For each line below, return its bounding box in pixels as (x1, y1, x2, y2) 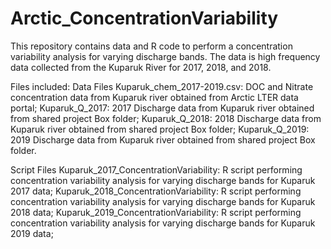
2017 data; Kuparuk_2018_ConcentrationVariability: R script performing (10, 185, 302, 197)
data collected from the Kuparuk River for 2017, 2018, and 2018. (10, 61, 272, 73)
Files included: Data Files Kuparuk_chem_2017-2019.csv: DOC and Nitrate (10, 80, 314, 92)
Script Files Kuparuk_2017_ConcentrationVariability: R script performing (10, 163, 303, 176)
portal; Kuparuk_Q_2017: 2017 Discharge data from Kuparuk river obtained (10, 102, 315, 114)
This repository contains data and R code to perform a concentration (10, 40, 293, 52)
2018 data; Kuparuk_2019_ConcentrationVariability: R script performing (10, 206, 302, 218)
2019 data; (10, 227, 54, 239)
